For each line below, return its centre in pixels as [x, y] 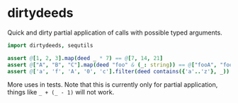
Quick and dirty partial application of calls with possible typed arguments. [115, 32]
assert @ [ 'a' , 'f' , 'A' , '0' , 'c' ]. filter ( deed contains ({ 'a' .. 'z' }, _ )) [119, 71]
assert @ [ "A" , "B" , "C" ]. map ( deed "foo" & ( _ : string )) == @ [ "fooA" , [112, 65]
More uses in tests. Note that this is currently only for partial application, [113, 85]
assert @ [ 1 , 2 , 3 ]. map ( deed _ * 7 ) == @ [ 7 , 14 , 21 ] [85, 58]
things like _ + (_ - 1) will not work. [61, 92]
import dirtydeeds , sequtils [50, 45]
